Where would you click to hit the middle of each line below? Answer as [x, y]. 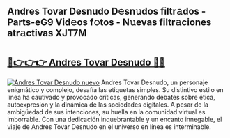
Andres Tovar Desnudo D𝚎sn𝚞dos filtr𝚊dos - [107, 11]
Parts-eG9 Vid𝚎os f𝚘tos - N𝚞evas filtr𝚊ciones [109, 23]
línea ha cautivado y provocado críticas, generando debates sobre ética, [111, 97]
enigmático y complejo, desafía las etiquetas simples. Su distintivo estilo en [115, 90]
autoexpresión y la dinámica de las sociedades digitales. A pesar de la [108, 105]
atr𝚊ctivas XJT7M [47, 33]
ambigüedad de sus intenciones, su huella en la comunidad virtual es [106, 112]
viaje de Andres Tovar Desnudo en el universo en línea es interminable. [109, 127]
